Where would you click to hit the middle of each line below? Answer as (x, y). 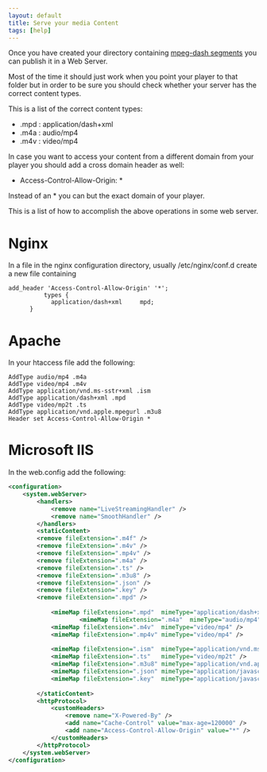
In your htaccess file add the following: (72, 363)
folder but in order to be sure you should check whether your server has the (132, 85)
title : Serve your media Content (64, 23)
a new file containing (43, 274)
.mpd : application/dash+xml (66, 125)
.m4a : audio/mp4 (49, 133)
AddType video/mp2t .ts (48, 405)
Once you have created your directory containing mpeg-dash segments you (132, 53)
